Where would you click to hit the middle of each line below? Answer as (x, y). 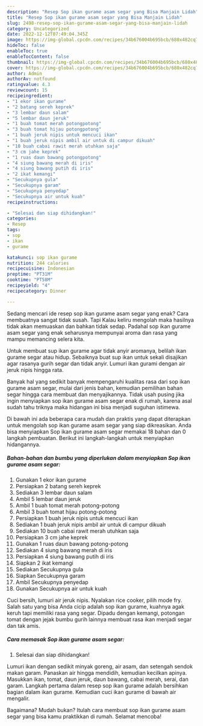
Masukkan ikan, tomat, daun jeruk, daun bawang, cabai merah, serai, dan (98, 679)
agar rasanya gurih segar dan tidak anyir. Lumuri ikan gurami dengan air (96, 363)
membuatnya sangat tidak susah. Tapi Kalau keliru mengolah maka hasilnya (101, 320)
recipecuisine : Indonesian (41, 268)
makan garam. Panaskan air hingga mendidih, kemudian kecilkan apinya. (97, 672)
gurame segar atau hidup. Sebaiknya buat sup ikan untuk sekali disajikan (97, 357)
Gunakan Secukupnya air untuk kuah (61, 588)
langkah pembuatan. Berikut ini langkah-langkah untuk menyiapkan (90, 438)
